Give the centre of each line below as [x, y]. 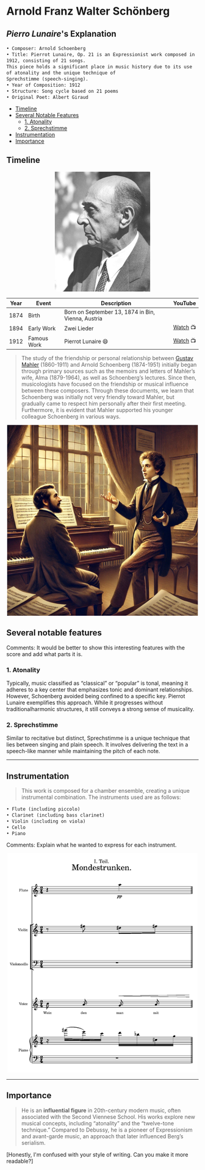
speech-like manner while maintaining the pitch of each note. [83, 751]
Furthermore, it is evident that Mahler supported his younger [97, 410]
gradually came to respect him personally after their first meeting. [104, 403]
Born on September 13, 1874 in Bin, [110, 312]
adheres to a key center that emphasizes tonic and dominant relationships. [100, 690]
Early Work [42, 328]
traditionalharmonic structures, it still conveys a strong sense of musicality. [100, 709]
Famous [38, 338]
